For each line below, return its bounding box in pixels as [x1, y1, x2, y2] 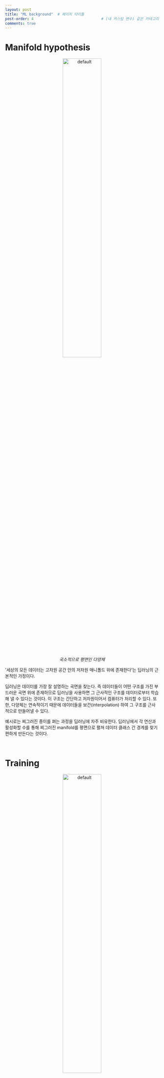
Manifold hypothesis [5, 42, 90, 53]
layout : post [5, 7, 32, 12]
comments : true [5, 21, 36, 26]
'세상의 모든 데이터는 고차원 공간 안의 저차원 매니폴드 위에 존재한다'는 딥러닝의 [5, 667, 154, 673]
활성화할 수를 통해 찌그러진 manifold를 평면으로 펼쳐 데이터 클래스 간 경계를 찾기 [5, 724, 158, 731]
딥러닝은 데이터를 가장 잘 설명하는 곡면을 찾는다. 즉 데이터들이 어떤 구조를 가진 [5, 684, 154, 690]
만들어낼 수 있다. [18, 708, 50, 714]
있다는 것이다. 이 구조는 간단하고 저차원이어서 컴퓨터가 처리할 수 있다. [20, 696, 152, 702]
